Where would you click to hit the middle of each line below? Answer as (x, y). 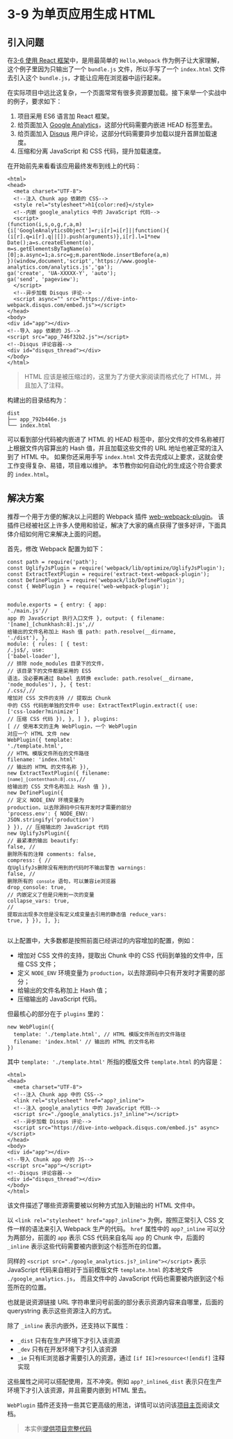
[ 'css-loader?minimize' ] (43, 711)
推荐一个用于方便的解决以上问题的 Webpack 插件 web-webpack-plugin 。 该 (116, 516)
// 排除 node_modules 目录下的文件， (57, 664)
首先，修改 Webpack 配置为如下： (56, 549)
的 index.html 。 (30, 474)
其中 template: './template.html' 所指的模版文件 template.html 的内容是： (116, 1061)
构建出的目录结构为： (38, 400)
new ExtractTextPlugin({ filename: (59, 773)
